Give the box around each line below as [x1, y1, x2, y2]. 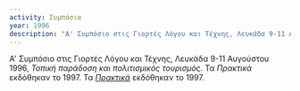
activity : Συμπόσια [9, 12, 82, 22]
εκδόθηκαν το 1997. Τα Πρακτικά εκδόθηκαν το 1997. [9, 72, 205, 83]
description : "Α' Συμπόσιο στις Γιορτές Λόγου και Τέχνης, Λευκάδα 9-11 [9, 29, 286, 38]
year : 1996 [9, 21, 50, 30]
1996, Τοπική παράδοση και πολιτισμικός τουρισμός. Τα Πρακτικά [9, 63, 253, 73]
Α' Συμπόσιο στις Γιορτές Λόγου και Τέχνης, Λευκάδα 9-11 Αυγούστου [9, 54, 270, 64]
